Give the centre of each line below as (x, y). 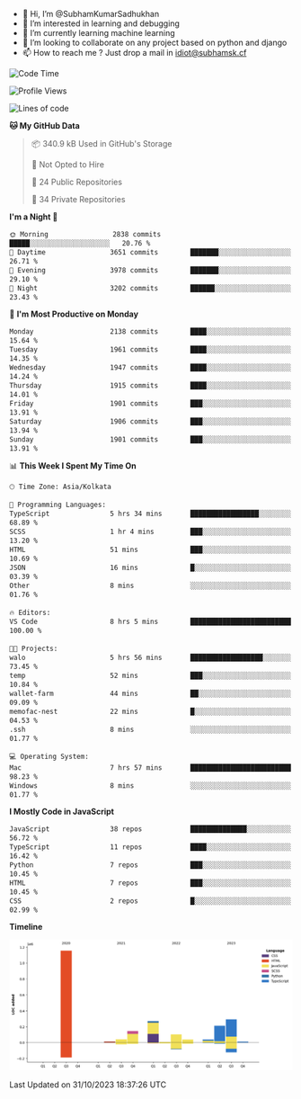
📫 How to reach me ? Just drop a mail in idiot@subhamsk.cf (134, 53)
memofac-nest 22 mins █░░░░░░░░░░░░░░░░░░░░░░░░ (150, 711)
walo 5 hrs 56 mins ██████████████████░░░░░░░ (150, 657)
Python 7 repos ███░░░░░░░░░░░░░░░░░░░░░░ (150, 865)
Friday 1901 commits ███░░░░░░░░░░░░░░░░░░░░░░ (150, 404)
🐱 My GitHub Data (45, 125)
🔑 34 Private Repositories (78, 199)
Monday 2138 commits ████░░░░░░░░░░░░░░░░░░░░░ (150, 332)
